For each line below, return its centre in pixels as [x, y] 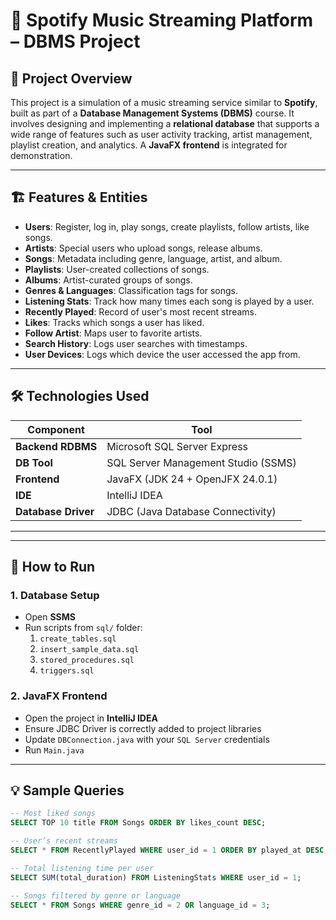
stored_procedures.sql [87, 660]
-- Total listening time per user [82, 868]
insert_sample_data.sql [89, 650]
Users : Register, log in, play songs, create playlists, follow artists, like [167, 226]
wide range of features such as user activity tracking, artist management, [161, 134]
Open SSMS [50, 617]
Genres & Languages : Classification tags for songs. [131, 290]
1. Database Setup [55, 595]
